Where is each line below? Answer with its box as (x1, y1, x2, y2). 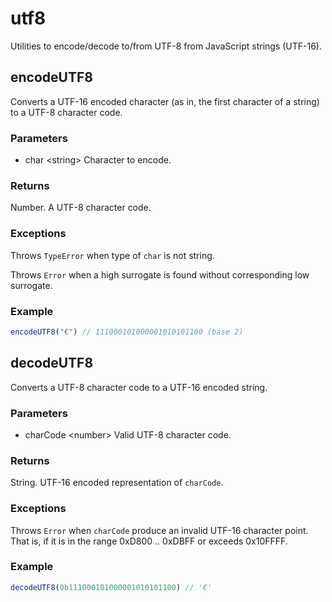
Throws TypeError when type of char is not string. (10, 249, 215, 261)
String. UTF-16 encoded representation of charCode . (10, 477, 224, 489)
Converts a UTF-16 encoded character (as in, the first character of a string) (10, 95, 320, 107)
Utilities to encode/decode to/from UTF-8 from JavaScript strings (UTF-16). (10, 40, 322, 52)
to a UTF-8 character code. (10, 106, 123, 118)
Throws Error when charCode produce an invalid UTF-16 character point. (10, 524, 309, 536)
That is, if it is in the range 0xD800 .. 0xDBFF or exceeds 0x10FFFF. (10, 535, 288, 547)
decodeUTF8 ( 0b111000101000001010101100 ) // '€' (10, 582, 213, 592)
